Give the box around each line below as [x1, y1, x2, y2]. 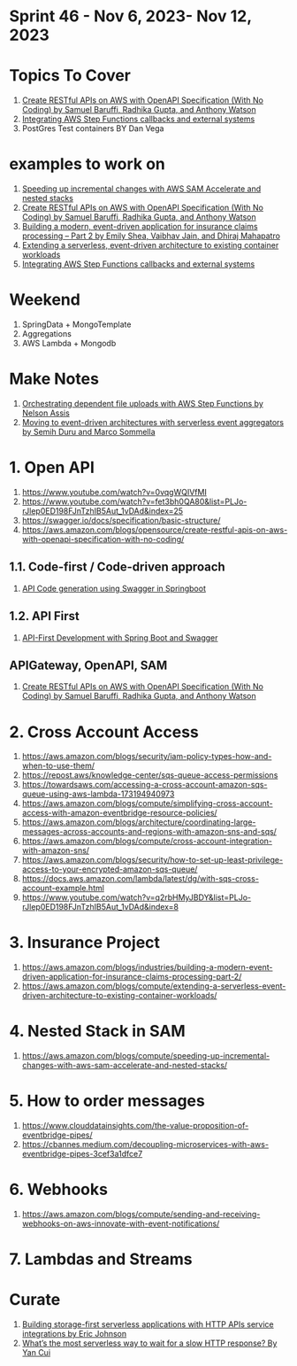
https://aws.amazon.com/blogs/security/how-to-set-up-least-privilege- [21, 855, 284, 865]
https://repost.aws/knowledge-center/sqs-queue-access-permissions [21, 770, 278, 780]
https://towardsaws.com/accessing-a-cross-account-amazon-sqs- [21, 780, 268, 790]
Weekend [9, 290, 81, 310]
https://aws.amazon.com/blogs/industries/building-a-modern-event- [21, 962, 273, 973]
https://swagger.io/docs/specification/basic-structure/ [21, 515, 221, 525]
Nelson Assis [21, 407, 71, 418]
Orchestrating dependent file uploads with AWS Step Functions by [21, 398, 263, 408]
